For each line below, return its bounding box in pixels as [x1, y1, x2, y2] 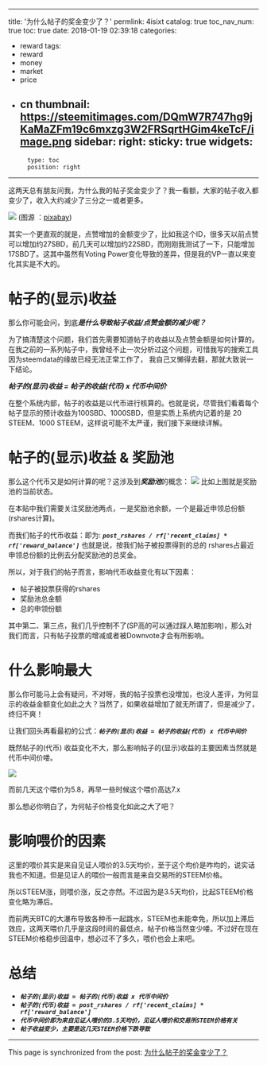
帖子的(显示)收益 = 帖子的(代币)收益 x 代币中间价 [19, 993, 168, 1001]
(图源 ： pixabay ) [17, 212, 72, 222]
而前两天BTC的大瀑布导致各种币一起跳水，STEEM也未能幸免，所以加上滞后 [8, 913, 254, 923]
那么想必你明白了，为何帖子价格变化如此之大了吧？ [8, 801, 176, 811]
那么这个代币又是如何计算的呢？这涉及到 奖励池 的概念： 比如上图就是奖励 [8, 476, 257, 486]
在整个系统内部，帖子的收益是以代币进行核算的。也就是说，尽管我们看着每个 [8, 398, 259, 408]
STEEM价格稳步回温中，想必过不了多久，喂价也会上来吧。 [8, 933, 199, 943]
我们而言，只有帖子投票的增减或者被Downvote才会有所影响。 [8, 630, 209, 640]
